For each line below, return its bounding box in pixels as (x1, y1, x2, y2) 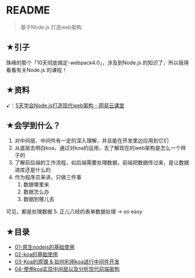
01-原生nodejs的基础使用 (14, 243, 75, 250)
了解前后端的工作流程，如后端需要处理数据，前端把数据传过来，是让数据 (14, 159, 189, 166)
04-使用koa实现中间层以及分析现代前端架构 (14, 266, 120, 273)
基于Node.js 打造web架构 (20, 23, 82, 30)
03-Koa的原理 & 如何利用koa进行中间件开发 (14, 258, 120, 265)
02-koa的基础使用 (14, 251, 59, 258)
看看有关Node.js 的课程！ (6, 66, 67, 73)
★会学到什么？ (6, 121, 60, 131)
